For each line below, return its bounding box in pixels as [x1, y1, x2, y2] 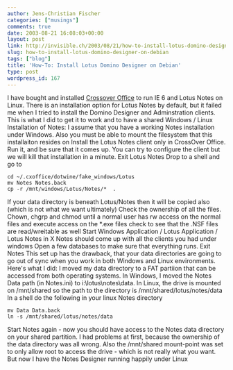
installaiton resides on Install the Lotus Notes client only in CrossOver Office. [7, 138, 226, 146]
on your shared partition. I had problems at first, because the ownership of [7, 333, 221, 341]
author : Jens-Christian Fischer [7, 10, 101, 17]
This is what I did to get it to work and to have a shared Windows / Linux [7, 116, 213, 124]
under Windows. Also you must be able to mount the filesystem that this [7, 131, 213, 139]
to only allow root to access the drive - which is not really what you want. [7, 348, 216, 356]
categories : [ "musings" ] [7, 17, 79, 24]
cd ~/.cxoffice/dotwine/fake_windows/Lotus [7, 174, 135, 180]
